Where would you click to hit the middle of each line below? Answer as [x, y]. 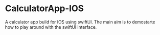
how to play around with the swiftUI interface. [51, 27]
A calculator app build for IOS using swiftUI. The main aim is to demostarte [80, 22]
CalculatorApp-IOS [45, 9]
